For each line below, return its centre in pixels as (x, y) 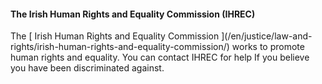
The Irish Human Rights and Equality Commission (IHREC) (133, 14)
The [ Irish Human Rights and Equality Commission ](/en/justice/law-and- (161, 36)
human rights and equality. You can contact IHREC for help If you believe (160, 57)
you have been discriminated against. (87, 68)
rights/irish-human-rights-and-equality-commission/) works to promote (157, 47)
